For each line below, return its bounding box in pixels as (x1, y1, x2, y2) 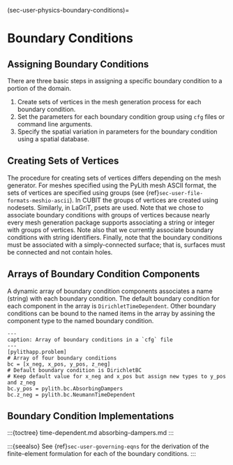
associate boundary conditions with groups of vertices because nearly (7, 210, 211, 219)
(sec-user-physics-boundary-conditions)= (7, 6, 130, 14)
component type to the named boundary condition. (7, 316, 154, 324)
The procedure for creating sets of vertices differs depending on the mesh (7, 173, 221, 182)
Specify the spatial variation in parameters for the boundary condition (17, 127, 218, 136)
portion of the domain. (7, 84, 72, 92)
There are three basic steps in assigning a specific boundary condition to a (7, 77, 223, 85)
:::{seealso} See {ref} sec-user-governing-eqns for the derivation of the (7, 442, 209, 450)
